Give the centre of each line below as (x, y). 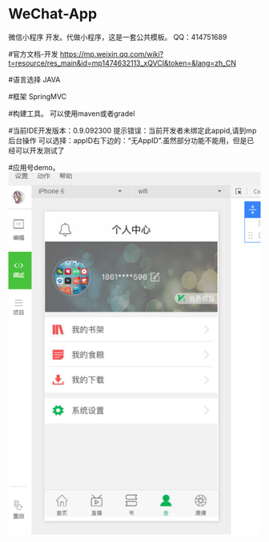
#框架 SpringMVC (38, 96)
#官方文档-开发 (33, 54)
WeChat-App (53, 14)
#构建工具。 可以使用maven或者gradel (72, 114)
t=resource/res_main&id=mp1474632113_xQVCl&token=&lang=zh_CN (122, 63)
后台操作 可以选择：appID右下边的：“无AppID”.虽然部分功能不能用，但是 (128, 140)
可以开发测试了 (40, 150)
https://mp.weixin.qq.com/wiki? (112, 54)
